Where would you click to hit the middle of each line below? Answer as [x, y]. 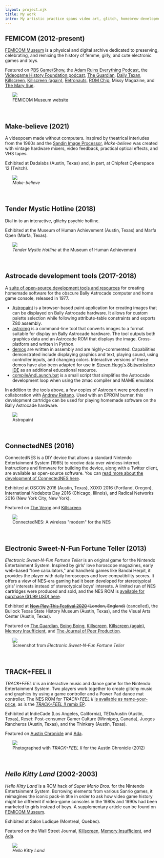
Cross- [145, 339]
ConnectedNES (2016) [40, 446]
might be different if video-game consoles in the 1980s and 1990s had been [81, 801]
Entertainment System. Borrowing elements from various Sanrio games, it [79, 791]
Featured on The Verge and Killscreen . [44, 508]
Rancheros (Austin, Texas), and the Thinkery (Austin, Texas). [66, 724]
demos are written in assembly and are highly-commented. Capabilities [84, 349]
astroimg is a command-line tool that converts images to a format [78, 328]
